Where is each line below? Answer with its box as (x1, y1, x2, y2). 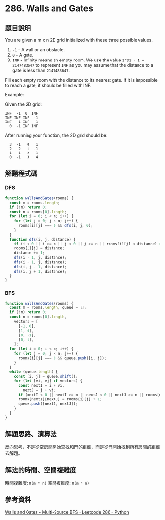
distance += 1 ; (14, 250, 45, 256)
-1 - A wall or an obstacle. (12, 47, 65, 52)
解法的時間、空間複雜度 (5, 466, 76, 474)
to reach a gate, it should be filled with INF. (5, 82, 92, 88)
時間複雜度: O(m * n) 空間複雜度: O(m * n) (5, 480, 90, 486)
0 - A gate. (12, 52, 33, 58)
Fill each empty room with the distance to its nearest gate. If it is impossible (5, 77, 158, 83)
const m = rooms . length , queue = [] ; (9, 306, 87, 310)
